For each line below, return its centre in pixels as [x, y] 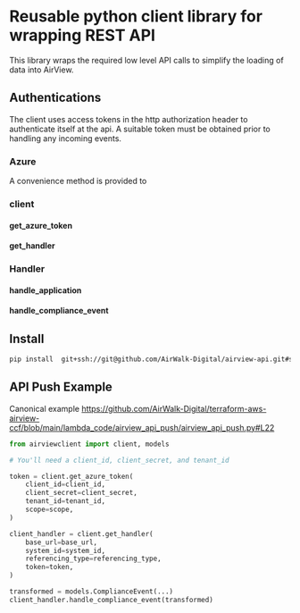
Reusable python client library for [136, 17]
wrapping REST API [83, 35]
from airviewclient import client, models [89, 444]
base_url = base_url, [62, 542]
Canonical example [45, 408]
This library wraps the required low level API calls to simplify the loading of [146, 60]
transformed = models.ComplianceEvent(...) [92, 592]
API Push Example [61, 387]
